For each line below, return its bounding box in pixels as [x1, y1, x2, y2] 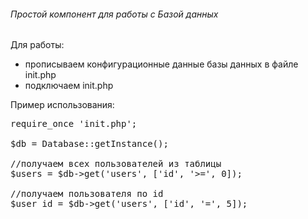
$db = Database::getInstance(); [10, 138, 169, 150]
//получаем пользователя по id [10, 188, 164, 200]
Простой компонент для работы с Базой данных [10, 8, 219, 20]
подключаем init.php [24, 80, 114, 92]
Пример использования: [10, 99, 115, 111]
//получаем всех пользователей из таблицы [10, 158, 222, 170]
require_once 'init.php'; [10, 118, 138, 130]
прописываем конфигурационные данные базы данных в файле [24, 58, 299, 70]
